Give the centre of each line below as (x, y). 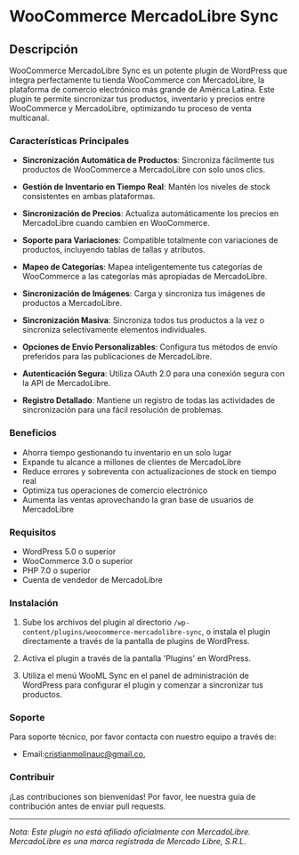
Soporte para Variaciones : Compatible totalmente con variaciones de (150, 240)
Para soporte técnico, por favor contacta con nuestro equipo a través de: (143, 737)
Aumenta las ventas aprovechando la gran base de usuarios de (137, 499)
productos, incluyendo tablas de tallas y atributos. (114, 250)
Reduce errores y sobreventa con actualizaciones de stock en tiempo (149, 471)
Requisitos (32, 532)
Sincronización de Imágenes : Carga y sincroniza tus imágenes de (144, 294)
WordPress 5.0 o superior (69, 551)
